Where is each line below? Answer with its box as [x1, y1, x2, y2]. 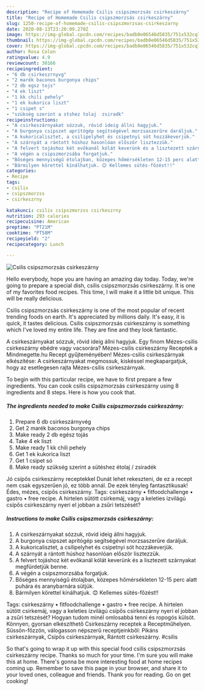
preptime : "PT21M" [6, 224, 53, 231]
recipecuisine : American [6, 219, 70, 225]
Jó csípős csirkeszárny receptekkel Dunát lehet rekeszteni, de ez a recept [6, 475, 192, 482]
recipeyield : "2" [6, 236, 51, 242]
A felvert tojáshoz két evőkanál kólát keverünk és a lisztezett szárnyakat [15, 556, 196, 563]
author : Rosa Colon [6, 49, 56, 55]
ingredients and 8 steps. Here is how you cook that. [6, 388, 136, 396]
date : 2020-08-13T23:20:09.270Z [6, 26, 88, 32]
